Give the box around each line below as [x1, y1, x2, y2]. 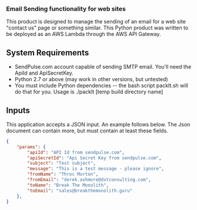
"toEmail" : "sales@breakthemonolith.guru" [27, 188, 133, 194]
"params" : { [16, 144, 46, 150]
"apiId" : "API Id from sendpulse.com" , [27, 149, 125, 155]
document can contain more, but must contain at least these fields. [6, 127, 169, 134]
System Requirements [6, 48, 89, 58]
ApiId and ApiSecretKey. [14, 69, 74, 76]
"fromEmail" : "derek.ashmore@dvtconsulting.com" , [27, 177, 151, 183]
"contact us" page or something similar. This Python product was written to [6, 24, 189, 31]
